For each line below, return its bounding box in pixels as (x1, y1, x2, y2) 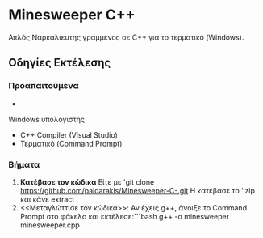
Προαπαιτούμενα (8, 80, 79, 91)
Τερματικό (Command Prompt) (19, 138, 123, 148)
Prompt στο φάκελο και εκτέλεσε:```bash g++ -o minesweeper (19, 211, 230, 221)
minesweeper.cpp (19, 220, 81, 230)
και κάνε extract (19, 194, 75, 204)
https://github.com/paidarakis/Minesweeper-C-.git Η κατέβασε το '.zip (19, 185, 256, 195)
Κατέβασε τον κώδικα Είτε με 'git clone (19, 176, 155, 187)
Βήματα (8, 159, 40, 170)
